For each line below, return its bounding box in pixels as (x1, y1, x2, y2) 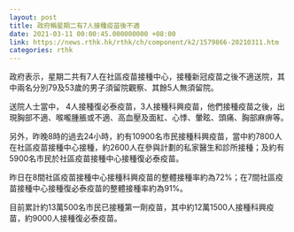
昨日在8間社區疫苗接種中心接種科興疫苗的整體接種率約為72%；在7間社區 (9, 172, 276, 182)
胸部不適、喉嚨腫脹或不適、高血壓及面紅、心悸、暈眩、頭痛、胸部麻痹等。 (16, 112, 289, 123)
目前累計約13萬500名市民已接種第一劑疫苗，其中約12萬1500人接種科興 (9, 202, 267, 213)
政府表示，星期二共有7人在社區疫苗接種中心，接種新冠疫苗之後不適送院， (9, 72, 277, 82)
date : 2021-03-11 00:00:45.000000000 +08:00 (9, 29, 176, 38)
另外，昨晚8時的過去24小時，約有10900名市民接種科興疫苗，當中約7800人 (9, 131, 282, 142)
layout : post (9, 12, 58, 22)
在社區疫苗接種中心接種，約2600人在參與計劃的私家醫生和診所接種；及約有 (9, 143, 285, 153)
